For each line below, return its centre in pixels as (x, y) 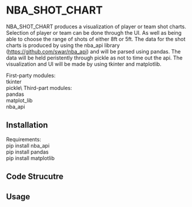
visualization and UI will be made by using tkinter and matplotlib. (84, 64)
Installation (27, 125)
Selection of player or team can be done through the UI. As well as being (94, 32)
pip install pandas (27, 152)
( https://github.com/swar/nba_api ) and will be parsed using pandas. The (93, 51)
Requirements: (23, 139)
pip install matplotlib (30, 158)
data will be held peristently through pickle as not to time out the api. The (95, 58)
